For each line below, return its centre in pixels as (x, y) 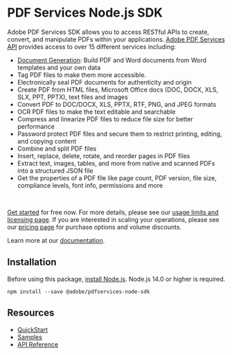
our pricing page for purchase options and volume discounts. (95, 227)
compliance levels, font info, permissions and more (90, 185)
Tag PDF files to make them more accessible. (82, 75)
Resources (31, 313)
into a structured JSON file (55, 171)
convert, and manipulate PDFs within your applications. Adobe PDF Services (116, 39)
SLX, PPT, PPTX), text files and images (72, 97)
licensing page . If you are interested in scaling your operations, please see (113, 219)
